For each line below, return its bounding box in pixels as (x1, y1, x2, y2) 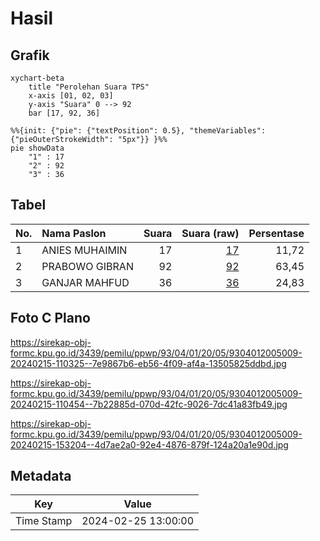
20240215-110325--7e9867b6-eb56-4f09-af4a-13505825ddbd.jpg (10, 357, 287, 369)
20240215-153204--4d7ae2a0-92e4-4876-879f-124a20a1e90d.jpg (10, 438, 289, 451)
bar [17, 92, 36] (28, 108, 101, 118)
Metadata (10, 468, 72, 485)
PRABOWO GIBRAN (41, 259, 134, 273)
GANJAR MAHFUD (41, 275, 130, 289)
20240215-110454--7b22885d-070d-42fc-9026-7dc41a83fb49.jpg (10, 398, 288, 410)
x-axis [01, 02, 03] (28, 91, 114, 101)
